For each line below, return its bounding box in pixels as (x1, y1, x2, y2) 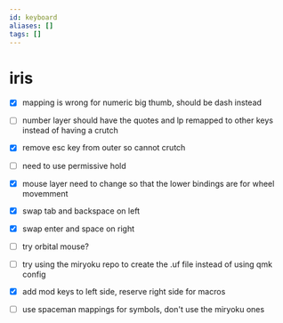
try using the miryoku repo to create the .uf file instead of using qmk (21, 259, 273, 270)
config (21, 269, 46, 279)
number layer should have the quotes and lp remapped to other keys (21, 115, 274, 125)
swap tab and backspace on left (21, 206, 141, 216)
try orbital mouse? (21, 241, 89, 252)
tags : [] (9, 29, 42, 38)
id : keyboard (9, 12, 58, 22)
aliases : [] (9, 21, 53, 30)
